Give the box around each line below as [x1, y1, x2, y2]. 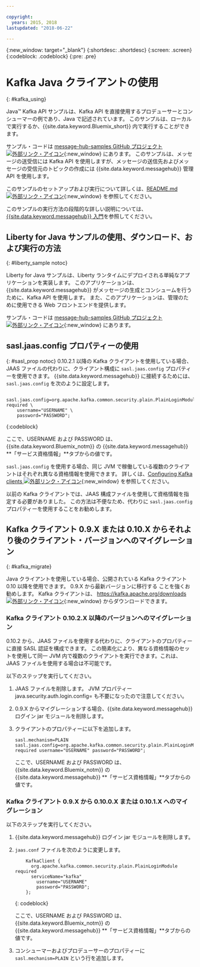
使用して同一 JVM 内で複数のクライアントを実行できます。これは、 [16, 653, 182, 660]
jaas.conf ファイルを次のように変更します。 [14, 846, 124, 853]
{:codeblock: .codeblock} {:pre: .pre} [6, 53, 96, 60]
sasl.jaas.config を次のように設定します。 [6, 379, 113, 387]
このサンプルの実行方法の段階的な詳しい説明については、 [6, 205, 147, 213]
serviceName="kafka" [30, 874, 82, 880]
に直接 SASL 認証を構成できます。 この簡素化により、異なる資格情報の [6, 645, 180, 652]
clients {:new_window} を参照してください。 [6, 478, 173, 485]
